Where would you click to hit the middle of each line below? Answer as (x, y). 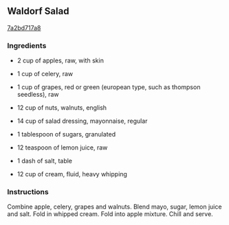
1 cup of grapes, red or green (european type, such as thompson (109, 87)
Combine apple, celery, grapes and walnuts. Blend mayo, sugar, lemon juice (115, 207)
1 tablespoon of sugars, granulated (66, 134)
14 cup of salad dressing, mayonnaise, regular (82, 121)
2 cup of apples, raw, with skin (61, 60)
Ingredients (27, 45)
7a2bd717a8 (24, 27)
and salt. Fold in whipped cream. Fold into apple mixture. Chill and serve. (110, 214)
